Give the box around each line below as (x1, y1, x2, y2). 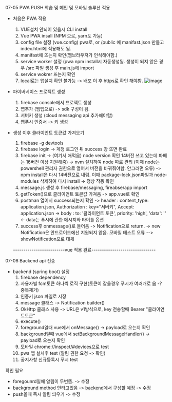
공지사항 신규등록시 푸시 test (20, 356, 78, 362)
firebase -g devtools (20, 140, 64, 146)
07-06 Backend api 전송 (5, 258, 55, 263)
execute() (20, 318, 41, 324)
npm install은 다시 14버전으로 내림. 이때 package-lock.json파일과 (20, 171, 154, 178)
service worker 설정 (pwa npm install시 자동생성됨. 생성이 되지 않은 (20, 59, 158, 64)
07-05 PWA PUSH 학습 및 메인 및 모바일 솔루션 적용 (5, 5, 110, 10)
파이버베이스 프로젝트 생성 (12, 89, 66, 94)
